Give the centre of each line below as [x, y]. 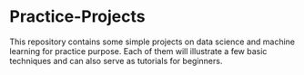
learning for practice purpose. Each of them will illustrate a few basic [138, 51]
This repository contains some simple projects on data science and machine [152, 42]
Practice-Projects [77, 17]
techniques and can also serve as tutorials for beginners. [116, 61]
